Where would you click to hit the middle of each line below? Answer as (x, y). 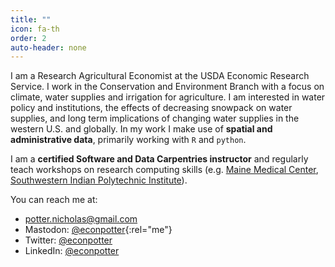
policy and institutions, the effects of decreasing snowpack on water (151, 108)
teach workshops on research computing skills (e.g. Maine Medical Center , (164, 170)
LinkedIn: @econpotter (72, 251)
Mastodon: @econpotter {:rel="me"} (98, 230)
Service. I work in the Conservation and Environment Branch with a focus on (167, 87)
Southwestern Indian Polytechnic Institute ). (99, 180)
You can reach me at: (54, 200)
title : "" (31, 19)
